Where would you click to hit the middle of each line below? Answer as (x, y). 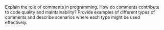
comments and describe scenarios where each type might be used (73, 17)
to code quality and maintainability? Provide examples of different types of (80, 12)
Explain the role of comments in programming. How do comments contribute (82, 7)
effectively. (16, 22)
